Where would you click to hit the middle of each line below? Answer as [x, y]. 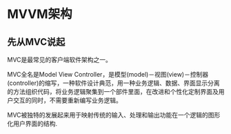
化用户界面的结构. [32, 124]
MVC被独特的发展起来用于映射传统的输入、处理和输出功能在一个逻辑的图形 [114, 115]
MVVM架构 [40, 14]
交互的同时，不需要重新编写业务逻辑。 [67, 100]
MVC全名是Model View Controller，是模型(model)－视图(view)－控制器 [108, 74]
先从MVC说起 [36, 42]
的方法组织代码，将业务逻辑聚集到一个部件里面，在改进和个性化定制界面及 [113, 92]
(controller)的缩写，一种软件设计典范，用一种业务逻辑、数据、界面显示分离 [114, 83]
